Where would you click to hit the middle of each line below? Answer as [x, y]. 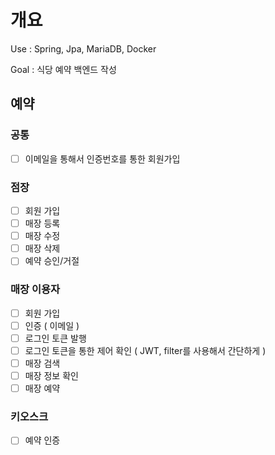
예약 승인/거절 [52, 261]
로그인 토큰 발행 [55, 338]
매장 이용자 [35, 289]
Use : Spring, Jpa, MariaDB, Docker [83, 48]
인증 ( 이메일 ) [52, 325]
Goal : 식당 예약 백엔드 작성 [63, 69]
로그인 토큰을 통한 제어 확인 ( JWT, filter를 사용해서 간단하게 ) [145, 350]
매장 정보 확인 [51, 375]
